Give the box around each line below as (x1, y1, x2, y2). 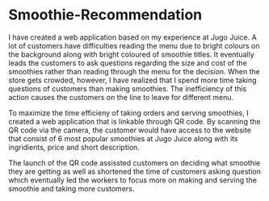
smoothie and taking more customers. (8, 183, 135, 193)
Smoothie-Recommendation (8, 6, 203, 24)
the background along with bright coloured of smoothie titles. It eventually (8, 49, 254, 59)
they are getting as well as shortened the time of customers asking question (8, 166, 261, 176)
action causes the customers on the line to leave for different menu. (8, 92, 234, 102)
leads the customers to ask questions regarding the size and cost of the (8, 58, 248, 68)
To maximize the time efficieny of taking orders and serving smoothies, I (8, 107, 249, 118)
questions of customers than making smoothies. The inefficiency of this (8, 83, 247, 94)
